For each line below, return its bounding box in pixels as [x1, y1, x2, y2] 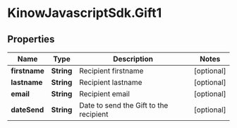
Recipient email [78, 89, 130, 98]
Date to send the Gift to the [78, 100, 169, 110]
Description [112, 54, 154, 64]
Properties [7, 33, 55, 45]
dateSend [11, 105, 44, 115]
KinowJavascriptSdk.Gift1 [7, 5, 162, 21]
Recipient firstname [78, 66, 144, 76]
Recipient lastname [78, 78, 142, 87]
